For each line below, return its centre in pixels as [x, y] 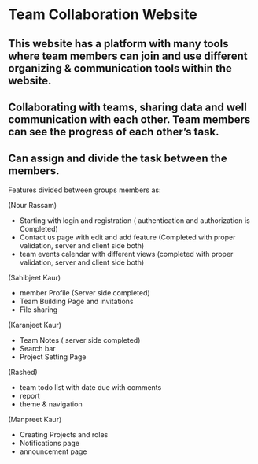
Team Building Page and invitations [76, 301]
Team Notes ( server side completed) [80, 340]
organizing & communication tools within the [120, 68]
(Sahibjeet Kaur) [35, 277]
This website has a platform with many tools [118, 44]
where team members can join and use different [128, 56]
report [30, 395]
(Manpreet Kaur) [35, 419]
